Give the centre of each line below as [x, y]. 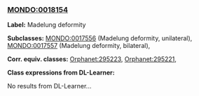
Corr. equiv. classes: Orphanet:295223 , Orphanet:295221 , [92, 59]
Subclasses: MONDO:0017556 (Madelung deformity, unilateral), [100, 38]
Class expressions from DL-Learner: [61, 73]
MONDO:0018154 [38, 10]
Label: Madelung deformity [47, 25]
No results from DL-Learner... [49, 86]
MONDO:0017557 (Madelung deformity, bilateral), [79, 46]
